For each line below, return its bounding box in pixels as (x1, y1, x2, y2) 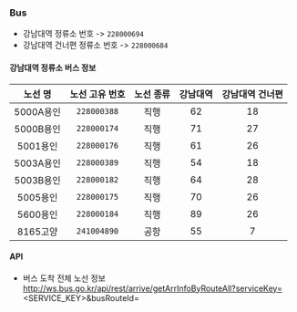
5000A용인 (14, 105, 61, 118)
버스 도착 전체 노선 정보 (22, 272, 107, 284)
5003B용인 (14, 173, 61, 186)
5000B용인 (14, 122, 61, 135)
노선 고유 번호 (69, 88, 126, 100)
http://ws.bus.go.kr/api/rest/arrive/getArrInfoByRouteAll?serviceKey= (22, 283, 282, 294)
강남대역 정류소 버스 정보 (9, 62, 97, 73)
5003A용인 (14, 157, 61, 170)
